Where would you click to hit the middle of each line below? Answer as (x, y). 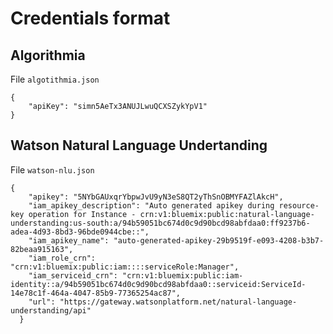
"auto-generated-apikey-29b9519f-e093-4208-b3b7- (219, 240)
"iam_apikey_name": (69, 240)
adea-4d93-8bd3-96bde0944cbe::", (80, 232)
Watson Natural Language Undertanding (139, 145)
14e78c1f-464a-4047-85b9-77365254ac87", (96, 293)
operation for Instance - (82, 214)
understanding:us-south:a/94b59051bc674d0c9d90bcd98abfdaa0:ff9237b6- (160, 223)
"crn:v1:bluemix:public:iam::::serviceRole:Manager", (125, 267)
